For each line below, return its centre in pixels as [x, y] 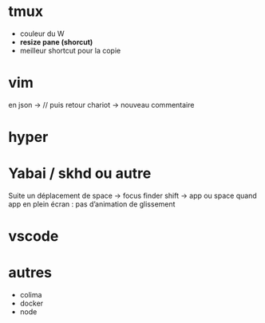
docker [32, 303]
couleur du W [42, 33]
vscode [34, 236]
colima [31, 295]
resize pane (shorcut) [56, 41]
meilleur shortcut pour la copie [70, 50]
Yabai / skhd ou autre [80, 173]
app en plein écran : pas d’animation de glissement [92, 204]
